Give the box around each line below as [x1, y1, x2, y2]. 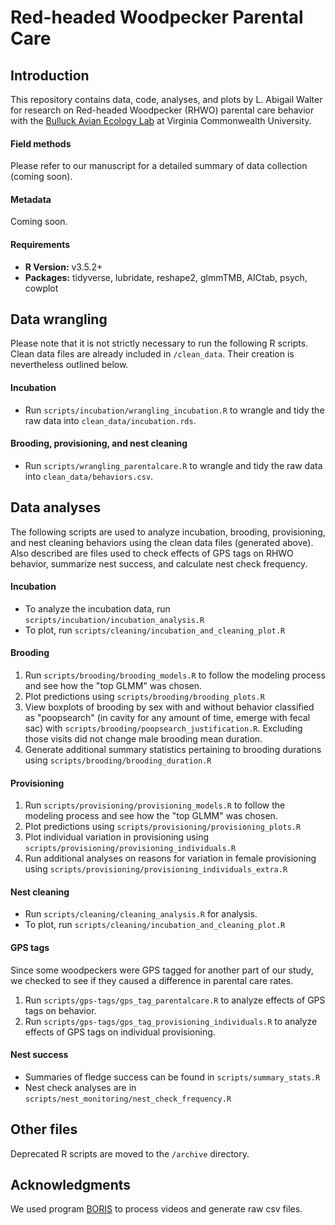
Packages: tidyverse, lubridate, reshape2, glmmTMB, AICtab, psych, [24, 271, 308, 283]
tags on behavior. [24, 1004, 97, 1016]
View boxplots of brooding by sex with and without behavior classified [24, 701, 315, 713]
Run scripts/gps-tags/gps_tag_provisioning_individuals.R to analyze [24, 1015, 318, 1027]
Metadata [10, 193, 52, 205]
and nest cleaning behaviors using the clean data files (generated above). [10, 536, 314, 548]
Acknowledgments [10, 1177, 132, 1194]
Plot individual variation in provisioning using [24, 831, 209, 843]
